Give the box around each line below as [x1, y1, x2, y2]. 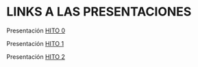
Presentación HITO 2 [6, 52, 66, 61]
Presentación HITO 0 [6, 26, 66, 35]
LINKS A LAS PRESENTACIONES [6, 4, 192, 20]
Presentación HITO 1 [6, 39, 64, 47]
